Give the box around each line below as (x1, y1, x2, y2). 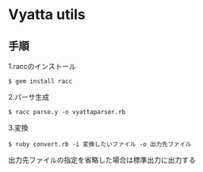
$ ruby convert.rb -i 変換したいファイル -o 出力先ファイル (8, 140, 192, 148)
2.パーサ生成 (8, 93, 50, 101)
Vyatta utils (8, 6, 86, 24)
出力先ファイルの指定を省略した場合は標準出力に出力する (8, 155, 196, 164)
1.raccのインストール (8, 62, 77, 71)
